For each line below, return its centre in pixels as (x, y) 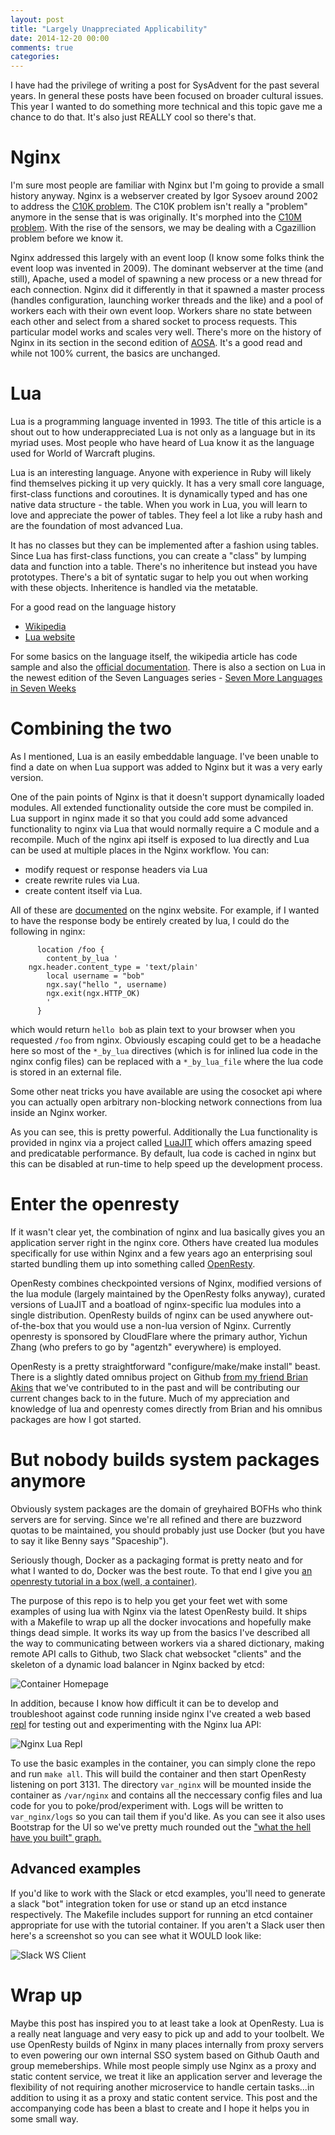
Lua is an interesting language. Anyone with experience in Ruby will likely (161, 472)
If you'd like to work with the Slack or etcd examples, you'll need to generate (168, 1893)
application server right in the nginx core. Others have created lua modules (164, 1242)
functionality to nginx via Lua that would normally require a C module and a (165, 828)
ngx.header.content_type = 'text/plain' (113, 967)
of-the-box (33, 1325)
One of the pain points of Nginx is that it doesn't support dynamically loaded (167, 797)
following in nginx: (48, 931)
